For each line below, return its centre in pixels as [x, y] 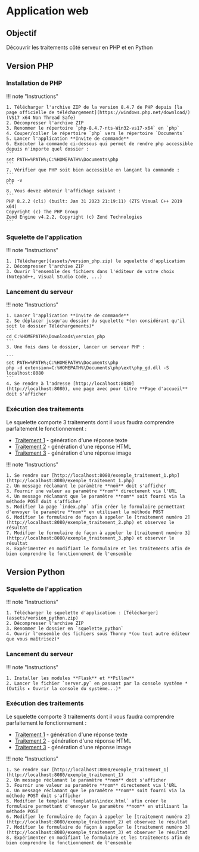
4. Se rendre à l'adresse [38, 384]
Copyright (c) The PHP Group [42, 212]
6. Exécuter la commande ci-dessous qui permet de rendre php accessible [100, 144]
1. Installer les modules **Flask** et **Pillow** [70, 678]
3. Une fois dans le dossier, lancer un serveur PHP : [76, 347]
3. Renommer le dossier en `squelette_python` [65, 629]
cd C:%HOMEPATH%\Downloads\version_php [56, 337]
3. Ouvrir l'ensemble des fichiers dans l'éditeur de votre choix [90, 271]
